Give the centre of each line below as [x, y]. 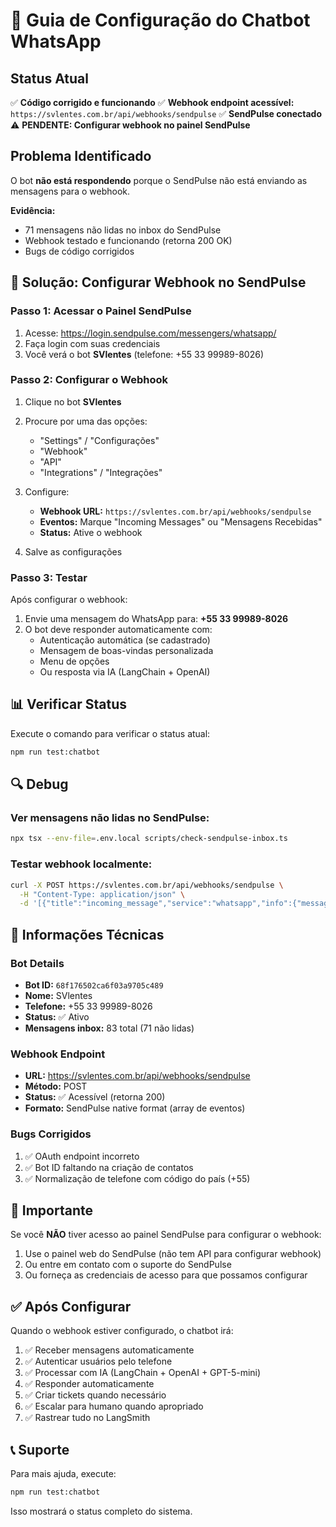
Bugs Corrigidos [51, 1134]
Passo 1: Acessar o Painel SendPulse [101, 311]
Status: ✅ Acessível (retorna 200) [95, 1097]
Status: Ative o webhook [91, 532]
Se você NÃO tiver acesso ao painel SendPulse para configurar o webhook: [166, 1235]
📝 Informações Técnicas [87, 934]
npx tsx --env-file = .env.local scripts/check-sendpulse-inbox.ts [149, 839]
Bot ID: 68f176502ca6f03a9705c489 [94, 985]
